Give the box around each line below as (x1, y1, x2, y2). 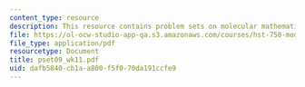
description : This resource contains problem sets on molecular (9, 22, 258, 31)
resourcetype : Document (9, 47, 100, 56)
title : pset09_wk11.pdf (9, 55, 100, 64)
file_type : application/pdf (9, 38, 116, 48)
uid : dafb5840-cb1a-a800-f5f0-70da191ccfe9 (9, 64, 177, 73)
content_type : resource (9, 13, 100, 23)
